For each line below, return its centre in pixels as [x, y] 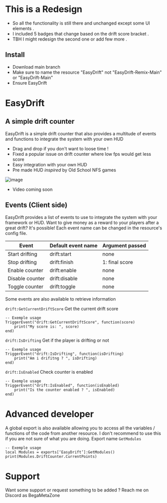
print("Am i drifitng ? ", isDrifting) [56, 358]
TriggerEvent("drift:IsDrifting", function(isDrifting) [64, 354]
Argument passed [124, 245]
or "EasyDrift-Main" [33, 77]
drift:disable [64, 278]
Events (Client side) [36, 205]
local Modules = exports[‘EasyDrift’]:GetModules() [60, 452]
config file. [16, 233]
